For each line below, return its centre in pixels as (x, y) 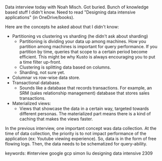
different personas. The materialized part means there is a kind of (85, 114)
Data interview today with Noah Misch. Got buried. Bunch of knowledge (77, 7)
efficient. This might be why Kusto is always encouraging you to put (87, 57)
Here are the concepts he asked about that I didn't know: (62, 27)
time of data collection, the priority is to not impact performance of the (76, 134)
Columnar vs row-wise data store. (46, 78)
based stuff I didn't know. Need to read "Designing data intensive (70, 12)
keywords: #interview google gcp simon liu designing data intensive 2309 (79, 153)
